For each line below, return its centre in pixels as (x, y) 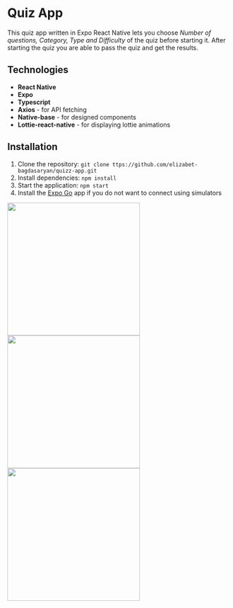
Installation (32, 147)
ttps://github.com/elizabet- (155, 164)
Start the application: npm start (63, 185)
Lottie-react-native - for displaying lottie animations (94, 125)
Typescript (34, 102)
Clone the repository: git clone (63, 164)
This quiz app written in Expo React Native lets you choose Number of (109, 33)
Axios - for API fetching (52, 109)
